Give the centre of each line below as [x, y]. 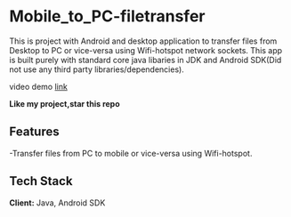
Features [34, 132]
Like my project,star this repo [65, 103]
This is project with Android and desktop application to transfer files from [143, 41]
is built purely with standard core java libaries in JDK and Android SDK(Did [145, 60]
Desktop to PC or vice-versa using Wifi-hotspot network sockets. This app [146, 50]
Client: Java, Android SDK [57, 203]
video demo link [39, 86]
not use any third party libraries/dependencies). [97, 69]
